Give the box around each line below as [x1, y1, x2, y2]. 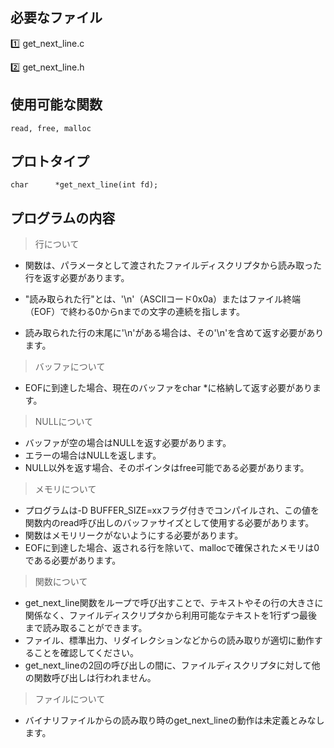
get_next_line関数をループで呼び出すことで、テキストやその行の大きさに [24, 597, 324, 609]
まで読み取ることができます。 [24, 622, 148, 634]
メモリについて [34, 483, 97, 495]
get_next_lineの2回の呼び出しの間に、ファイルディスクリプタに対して [24, 659, 312, 672]
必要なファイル [10, 9, 103, 27]
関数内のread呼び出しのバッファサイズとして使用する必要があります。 [24, 517, 315, 529]
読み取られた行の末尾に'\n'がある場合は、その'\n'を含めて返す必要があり [24, 327, 325, 339]
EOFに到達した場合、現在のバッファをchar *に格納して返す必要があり [24, 382, 313, 394]
